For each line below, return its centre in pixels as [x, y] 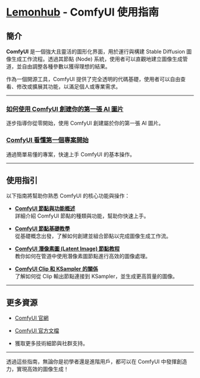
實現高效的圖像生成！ [43, 369]
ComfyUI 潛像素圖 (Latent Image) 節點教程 [67, 249]
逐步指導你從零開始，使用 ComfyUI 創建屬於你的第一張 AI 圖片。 [85, 123]
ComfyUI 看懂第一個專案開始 [48, 140]
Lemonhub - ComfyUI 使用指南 [82, 12]
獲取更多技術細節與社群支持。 [51, 343]
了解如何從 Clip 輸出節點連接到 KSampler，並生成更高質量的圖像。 [96, 276]
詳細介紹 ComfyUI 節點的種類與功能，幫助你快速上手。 [82, 216]
